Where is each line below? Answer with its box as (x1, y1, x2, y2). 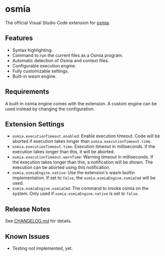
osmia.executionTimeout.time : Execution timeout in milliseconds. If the (12, 144, 155, 150)
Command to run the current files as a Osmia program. (12, 52, 123, 58)
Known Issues (5, 232, 50, 241)
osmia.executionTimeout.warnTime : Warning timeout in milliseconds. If (12, 154, 154, 160)
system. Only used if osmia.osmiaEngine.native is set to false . (12, 191, 139, 196)
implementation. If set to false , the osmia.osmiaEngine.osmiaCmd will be (12, 175, 156, 181)
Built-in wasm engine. (12, 73, 57, 79)
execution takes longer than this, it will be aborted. (12, 149, 115, 155)
